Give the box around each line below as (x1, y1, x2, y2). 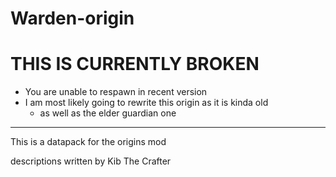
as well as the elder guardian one (39, 107, 177, 119)
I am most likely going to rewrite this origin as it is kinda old (24, 97, 269, 109)
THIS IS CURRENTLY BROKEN (10, 53, 260, 76)
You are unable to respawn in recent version (24, 86, 208, 98)
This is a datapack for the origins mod (10, 136, 167, 148)
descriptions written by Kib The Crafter (10, 155, 172, 167)
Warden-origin (10, 7, 135, 30)
